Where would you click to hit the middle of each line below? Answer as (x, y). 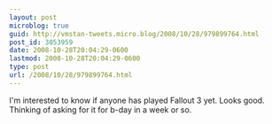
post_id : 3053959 (41, 42)
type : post (29, 67)
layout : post (33, 17)
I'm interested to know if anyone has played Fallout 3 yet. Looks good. (137, 100)
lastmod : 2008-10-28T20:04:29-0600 (75, 58)
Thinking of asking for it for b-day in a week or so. (101, 109)
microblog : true (39, 26)
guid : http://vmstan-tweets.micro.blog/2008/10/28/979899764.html (134, 34)
